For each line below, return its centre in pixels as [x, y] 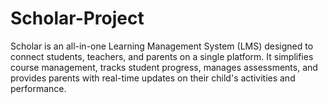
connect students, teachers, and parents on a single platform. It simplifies [162, 56]
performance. [38, 88]
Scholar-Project [77, 18]
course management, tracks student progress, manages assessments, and [164, 67]
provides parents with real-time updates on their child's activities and [153, 78]
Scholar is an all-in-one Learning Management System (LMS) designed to [162, 46]
